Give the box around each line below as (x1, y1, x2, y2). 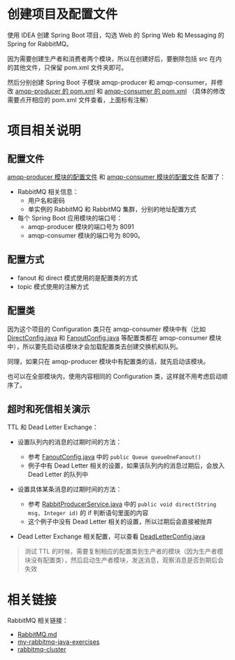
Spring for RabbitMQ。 (7, 39, 73, 48)
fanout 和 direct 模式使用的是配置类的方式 (17, 274, 138, 282)
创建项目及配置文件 (7, 6, 118, 22)
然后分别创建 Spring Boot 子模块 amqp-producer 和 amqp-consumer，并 (7, 78, 218, 86)
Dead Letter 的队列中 (27, 470, 89, 479)
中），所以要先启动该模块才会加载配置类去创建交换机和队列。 (7, 342, 182, 351)
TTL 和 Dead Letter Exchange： (7, 423, 99, 431)
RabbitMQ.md (17, 631, 57, 639)
